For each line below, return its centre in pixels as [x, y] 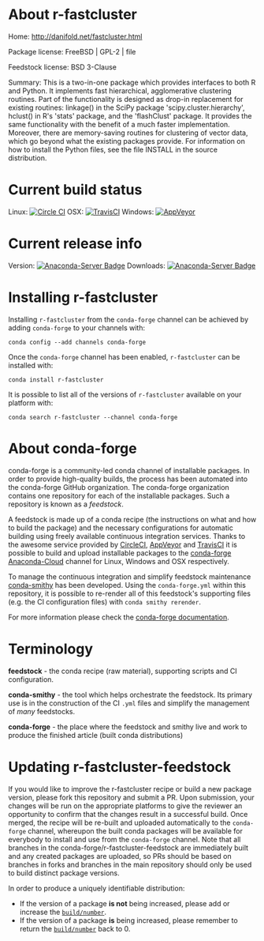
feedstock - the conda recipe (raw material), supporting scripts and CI [123, 671]
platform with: [31, 403]
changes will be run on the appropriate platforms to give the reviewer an [125, 805]
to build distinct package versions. [64, 873]
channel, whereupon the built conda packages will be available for [135, 830]
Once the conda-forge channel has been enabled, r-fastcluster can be [124, 356]
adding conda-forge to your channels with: [77, 327]
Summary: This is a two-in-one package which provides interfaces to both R [132, 82]
